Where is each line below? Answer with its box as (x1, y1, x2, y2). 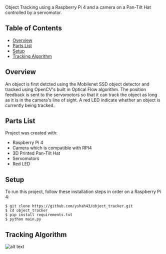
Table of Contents (5, 24, 62, 32)
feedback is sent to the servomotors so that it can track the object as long (5, 91, 157, 97)
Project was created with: (5, 130, 58, 136)
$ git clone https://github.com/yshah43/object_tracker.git (5, 203, 133, 209)
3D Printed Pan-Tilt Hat (12, 150, 60, 156)
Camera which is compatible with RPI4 (12, 145, 92, 151)
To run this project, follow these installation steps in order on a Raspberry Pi (5, 188, 161, 194)
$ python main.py (5, 217, 41, 222)
